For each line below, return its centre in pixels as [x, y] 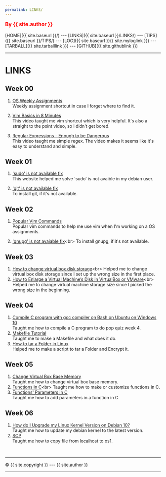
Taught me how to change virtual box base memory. [65, 381]
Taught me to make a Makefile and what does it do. [64, 338]
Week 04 [19, 305]
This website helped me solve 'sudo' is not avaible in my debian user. [83, 179]
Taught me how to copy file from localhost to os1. [62, 441]
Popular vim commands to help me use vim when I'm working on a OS [83, 226]
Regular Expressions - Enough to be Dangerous [61, 135]
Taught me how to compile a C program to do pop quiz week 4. [77, 328]
